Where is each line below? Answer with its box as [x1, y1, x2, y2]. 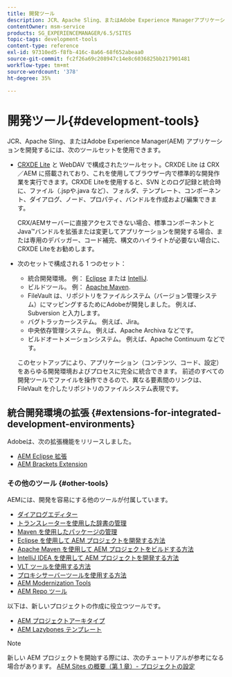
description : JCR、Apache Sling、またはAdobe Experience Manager [7, 17, 195, 24]
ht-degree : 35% [7, 74, 51, 82]
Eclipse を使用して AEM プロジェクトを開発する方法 [17, 536, 166, 545]
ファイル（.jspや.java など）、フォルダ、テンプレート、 [29, 187, 185, 195]
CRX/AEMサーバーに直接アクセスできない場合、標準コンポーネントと [17, 219, 215, 227]
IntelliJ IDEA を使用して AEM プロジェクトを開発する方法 [17, 553, 179, 562]
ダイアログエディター [17, 510, 78, 519]
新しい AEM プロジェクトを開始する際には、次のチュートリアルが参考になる [7, 653, 224, 662]
